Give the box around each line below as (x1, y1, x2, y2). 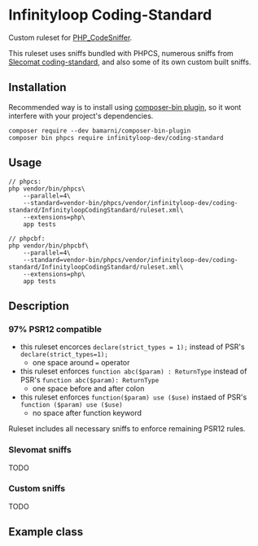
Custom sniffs (8, 483, 66, 494)
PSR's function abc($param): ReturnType (20, 375, 160, 385)
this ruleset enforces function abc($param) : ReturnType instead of (20, 366, 247, 376)
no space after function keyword (32, 408, 142, 418)
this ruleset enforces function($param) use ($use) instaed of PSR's (20, 392, 247, 402)
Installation (8, 81, 67, 94)
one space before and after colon (32, 384, 145, 394)
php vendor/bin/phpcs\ (8, 185, 85, 193)
